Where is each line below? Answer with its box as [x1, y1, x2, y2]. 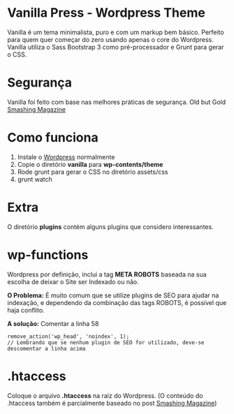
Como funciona [7, 130, 99, 146]
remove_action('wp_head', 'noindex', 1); [7, 333, 130, 340]
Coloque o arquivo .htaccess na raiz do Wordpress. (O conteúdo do [7, 391, 203, 399]
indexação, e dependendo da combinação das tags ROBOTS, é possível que [7, 298, 227, 306]
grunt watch [17, 175, 52, 183]
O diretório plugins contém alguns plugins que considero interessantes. [7, 222, 214, 231]
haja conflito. [7, 306, 45, 314]
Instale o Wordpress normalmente [17, 152, 115, 161]
